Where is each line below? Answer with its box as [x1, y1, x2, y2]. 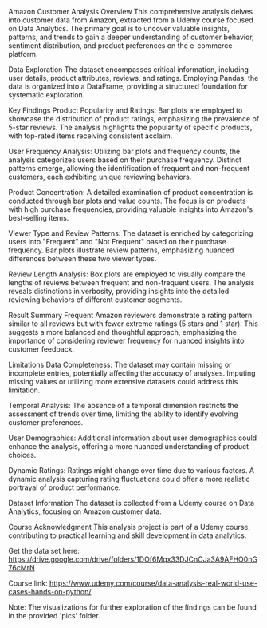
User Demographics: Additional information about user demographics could [8, 433, 257, 443]
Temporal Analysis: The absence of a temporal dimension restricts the [8, 401, 239, 410]
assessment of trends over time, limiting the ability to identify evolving [8, 409, 238, 419]
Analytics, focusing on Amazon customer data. [8, 507, 162, 516]
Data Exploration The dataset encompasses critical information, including [8, 65, 249, 74]
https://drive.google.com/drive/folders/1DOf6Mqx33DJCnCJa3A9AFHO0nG [8, 554, 257, 564]
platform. [8, 50, 38, 58]
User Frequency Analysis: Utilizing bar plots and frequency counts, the [8, 147, 241, 156]
